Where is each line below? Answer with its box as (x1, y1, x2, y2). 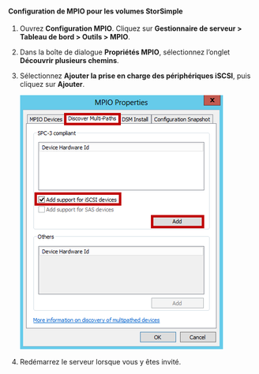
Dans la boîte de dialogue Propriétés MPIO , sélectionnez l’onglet (19, 47, 231, 57)
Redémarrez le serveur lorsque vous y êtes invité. (19, 357, 182, 367)
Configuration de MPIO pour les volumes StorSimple (8, 6, 183, 16)
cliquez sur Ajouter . (19, 80, 85, 89)
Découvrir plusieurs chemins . (19, 56, 120, 65)
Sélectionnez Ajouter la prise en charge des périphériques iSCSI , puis (19, 71, 251, 80)
